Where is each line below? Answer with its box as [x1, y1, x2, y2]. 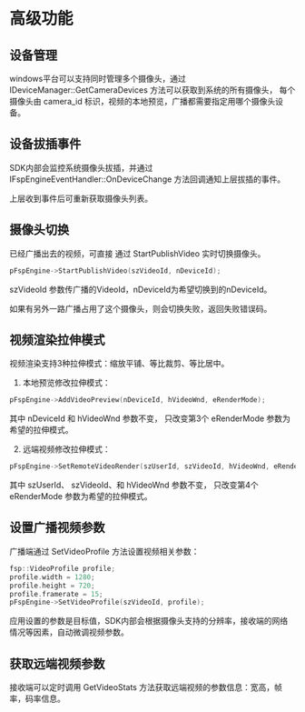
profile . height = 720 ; [9, 581, 95, 590]
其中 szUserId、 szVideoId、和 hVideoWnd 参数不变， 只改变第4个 [9, 479, 259, 491]
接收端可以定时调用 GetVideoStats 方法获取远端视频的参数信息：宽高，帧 [9, 682, 283, 693]
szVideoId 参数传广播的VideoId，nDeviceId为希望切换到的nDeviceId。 [9, 284, 272, 295]
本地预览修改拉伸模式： [22, 377, 111, 388]
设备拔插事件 [9, 136, 82, 152]
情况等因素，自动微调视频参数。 [9, 627, 129, 637]
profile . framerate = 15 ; [9, 589, 103, 598]
